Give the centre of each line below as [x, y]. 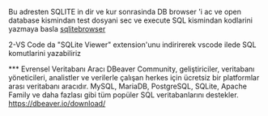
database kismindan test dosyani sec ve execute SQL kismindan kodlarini [131, 20]
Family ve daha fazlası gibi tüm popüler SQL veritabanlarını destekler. [123, 95]
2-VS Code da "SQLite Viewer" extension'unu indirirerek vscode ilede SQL [132, 45]
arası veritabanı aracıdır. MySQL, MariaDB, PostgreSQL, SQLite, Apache [128, 86]
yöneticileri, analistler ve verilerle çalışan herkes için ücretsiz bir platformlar [134, 77]
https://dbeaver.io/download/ [57, 103]
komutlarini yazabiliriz [45, 53]
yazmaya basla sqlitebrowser [57, 29]
